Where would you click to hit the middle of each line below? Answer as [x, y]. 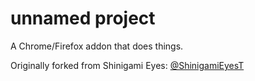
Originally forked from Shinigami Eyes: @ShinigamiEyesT [127, 65]
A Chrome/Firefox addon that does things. [97, 46]
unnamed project [83, 18]
